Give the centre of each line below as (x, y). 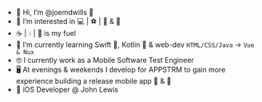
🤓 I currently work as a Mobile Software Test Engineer (105, 60)
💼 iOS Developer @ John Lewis (67, 89)
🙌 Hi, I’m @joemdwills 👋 (55, 12)
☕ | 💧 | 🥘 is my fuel (46, 33)
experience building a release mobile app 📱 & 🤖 (93, 81)
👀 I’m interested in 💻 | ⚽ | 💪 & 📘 (68, 21)
